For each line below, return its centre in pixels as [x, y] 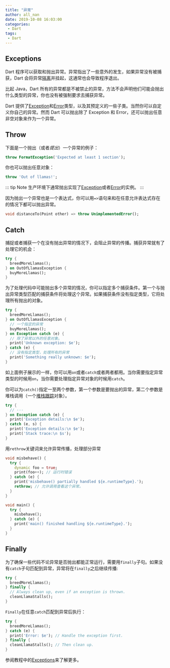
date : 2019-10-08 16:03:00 [34, 19]
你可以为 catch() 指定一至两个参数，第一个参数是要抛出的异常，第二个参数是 [84, 389]
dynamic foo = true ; [36, 468]
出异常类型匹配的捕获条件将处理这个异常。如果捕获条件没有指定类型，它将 [83, 294]
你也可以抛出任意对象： [30, 167]
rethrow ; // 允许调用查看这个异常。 [49, 487]
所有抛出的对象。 [27, 301]
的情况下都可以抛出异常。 [32, 205]
